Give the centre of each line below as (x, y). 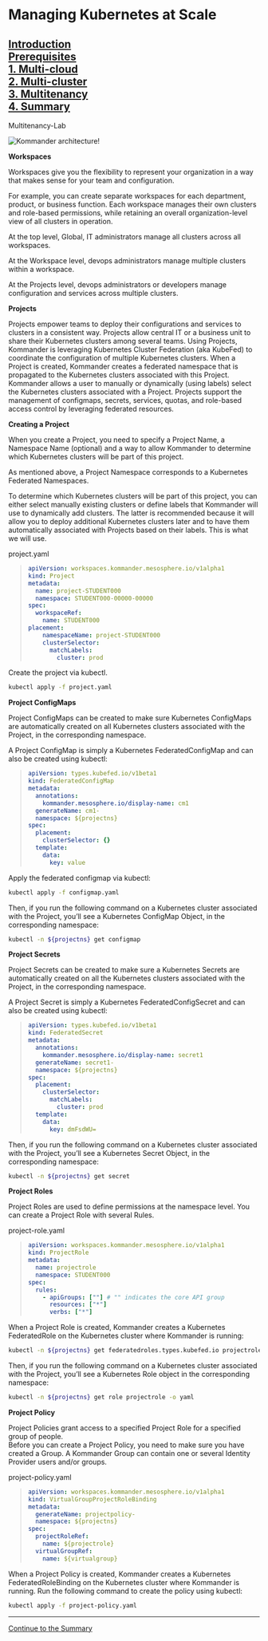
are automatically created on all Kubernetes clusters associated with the (127, 727)
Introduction (40, 44)
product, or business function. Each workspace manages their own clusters (132, 204)
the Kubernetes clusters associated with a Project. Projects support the (125, 392)
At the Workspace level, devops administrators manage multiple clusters (127, 260)
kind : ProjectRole (58, 1253)
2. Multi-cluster (48, 81)
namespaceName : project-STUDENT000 (102, 635)
